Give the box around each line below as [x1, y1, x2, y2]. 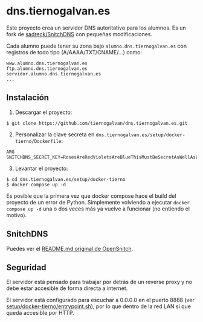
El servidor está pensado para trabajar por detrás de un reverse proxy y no [6, 279, 192, 286]
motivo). [6, 211, 27, 218]
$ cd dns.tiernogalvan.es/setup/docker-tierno [6, 176, 126, 182]
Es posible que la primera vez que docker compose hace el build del [6, 192, 176, 200]
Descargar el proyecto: [14, 109, 72, 116]
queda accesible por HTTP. [6, 309, 74, 317]
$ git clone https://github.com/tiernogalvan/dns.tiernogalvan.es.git [6, 120, 188, 126]
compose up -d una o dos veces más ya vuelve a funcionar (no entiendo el [6, 205, 190, 212]
